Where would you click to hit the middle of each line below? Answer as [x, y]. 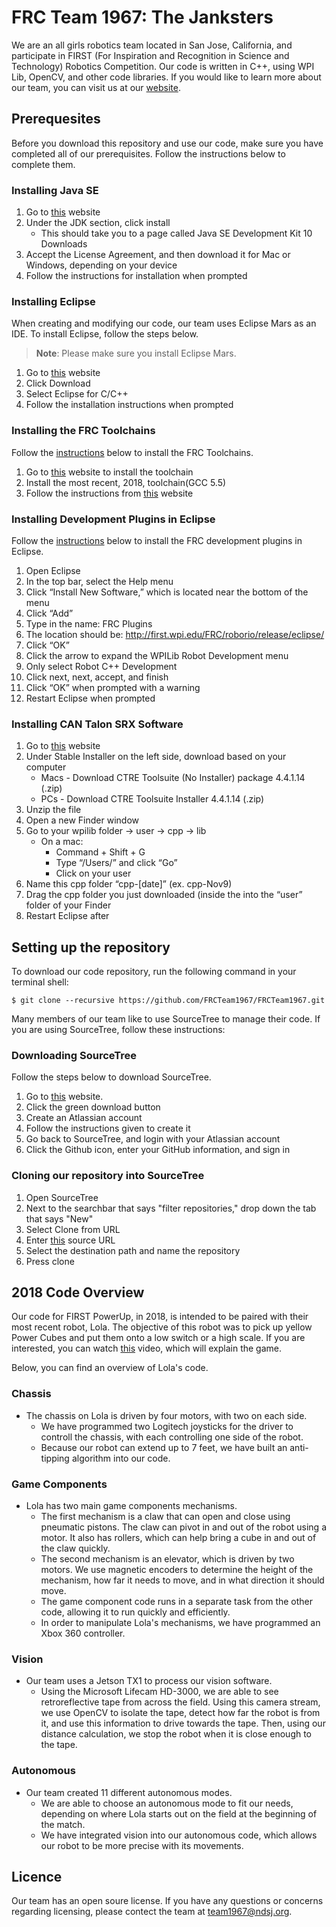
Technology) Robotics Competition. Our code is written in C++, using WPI [163, 66]
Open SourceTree [62, 1197]
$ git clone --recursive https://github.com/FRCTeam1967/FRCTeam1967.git [168, 1001]
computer [46, 767]
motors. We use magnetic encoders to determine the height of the [177, 1570]
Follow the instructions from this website [109, 493]
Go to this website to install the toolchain [109, 472]
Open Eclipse [53, 570]
